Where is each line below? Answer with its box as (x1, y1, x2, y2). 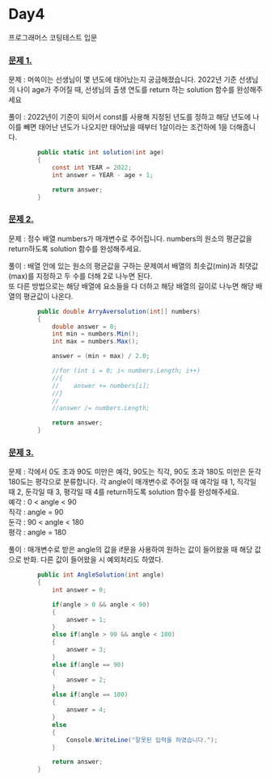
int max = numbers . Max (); (51, 337, 139, 346)
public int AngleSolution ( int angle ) (37, 571, 164, 579)
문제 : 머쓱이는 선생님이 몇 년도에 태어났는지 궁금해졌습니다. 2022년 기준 (8, 74, 237, 85)
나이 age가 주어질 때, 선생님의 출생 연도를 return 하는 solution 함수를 (16, 85, 235, 95)
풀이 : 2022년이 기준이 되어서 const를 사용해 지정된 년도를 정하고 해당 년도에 (8, 112, 252, 122)
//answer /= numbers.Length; (51, 404, 150, 412)
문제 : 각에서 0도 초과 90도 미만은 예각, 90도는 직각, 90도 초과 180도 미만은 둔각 (8, 466, 261, 477)
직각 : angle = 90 (8, 507, 64, 517)
